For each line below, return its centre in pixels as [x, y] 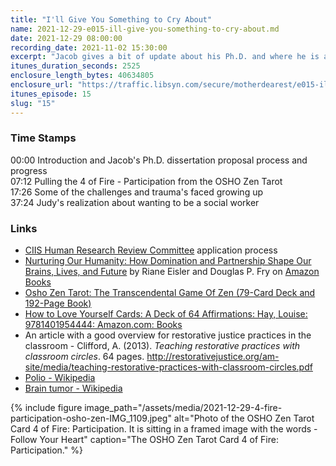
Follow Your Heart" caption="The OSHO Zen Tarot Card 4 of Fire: [144, 440]
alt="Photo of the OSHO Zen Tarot [244, 418]
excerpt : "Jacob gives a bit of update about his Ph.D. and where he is [165, 57]
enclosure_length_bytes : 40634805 [82, 76]
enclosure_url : [42, 85]
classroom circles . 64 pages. [84, 357]
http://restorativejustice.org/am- [213, 357]
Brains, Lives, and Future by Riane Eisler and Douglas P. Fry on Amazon [172, 272]
